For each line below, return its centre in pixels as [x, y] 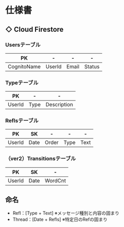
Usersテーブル [23, 44]
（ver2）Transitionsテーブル [40, 159]
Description [59, 105]
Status [92, 66]
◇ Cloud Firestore [34, 29]
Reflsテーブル [22, 121]
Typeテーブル [22, 82]
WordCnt [55, 180]
